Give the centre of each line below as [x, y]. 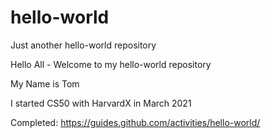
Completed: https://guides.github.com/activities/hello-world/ [135, 122]
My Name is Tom [45, 83]
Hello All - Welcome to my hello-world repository [111, 64]
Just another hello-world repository [83, 45]
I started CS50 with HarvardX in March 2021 [101, 103]
